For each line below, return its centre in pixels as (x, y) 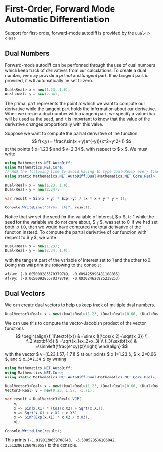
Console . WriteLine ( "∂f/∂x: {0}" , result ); (49, 207)
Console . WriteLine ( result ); (33, 431)
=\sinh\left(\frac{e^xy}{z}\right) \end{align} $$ (81, 346)
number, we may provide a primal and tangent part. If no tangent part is (77, 75)
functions (15, 328)
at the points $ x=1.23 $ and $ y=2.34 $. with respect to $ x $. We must (76, 149)
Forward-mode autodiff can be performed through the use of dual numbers (80, 65)
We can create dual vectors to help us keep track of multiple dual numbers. (80, 305)
